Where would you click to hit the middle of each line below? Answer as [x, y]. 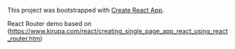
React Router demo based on [49, 23]
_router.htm [24, 38]
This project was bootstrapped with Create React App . [86, 10]
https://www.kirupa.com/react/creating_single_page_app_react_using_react [119, 31]
